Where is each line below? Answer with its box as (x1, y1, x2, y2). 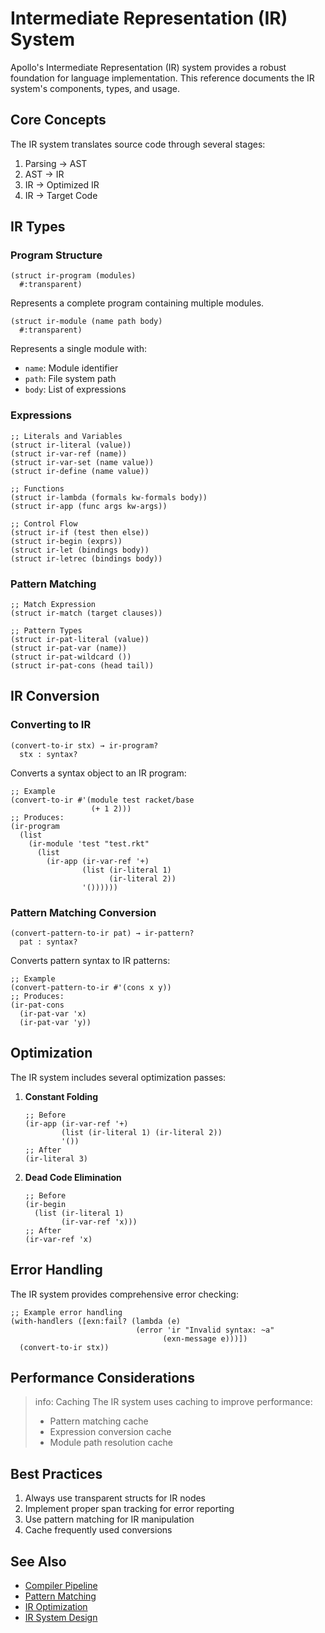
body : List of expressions (24, 383, 127, 396)
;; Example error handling (10, 1307, 123, 1317)
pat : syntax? (19, 937, 78, 947)
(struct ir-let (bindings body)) (10, 545, 150, 555)
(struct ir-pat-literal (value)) (10, 635, 150, 645)
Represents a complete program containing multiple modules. (10, 297, 265, 309)
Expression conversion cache (49, 1426, 172, 1438)
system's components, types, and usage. (10, 82, 180, 94)
